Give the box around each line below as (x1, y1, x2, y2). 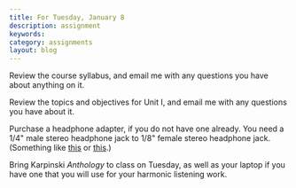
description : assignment (9, 21, 101, 30)
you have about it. (9, 106, 75, 117)
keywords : (9, 29, 46, 38)
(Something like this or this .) (9, 143, 113, 153)
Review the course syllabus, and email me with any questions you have (9, 70, 269, 81)
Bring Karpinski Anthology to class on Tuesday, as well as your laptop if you (9, 160, 286, 170)
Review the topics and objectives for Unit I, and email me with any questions (9, 97, 288, 107)
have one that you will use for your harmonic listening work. (9, 169, 228, 180)
